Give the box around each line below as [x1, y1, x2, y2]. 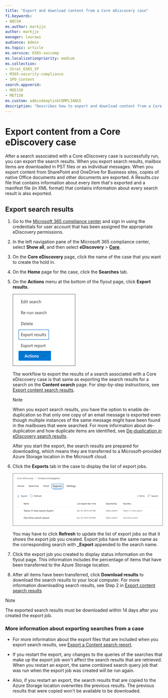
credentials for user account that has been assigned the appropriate [12, 224, 153, 230]
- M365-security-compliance [5, 72, 64, 77]
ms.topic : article [5, 45, 43, 50]
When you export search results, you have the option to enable [12, 407, 142, 413]
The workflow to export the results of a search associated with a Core [12, 371, 156, 377]
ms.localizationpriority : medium [5, 56, 75, 61]
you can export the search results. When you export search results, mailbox [5, 158, 161, 164]
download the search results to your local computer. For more [12, 577, 140, 583]
